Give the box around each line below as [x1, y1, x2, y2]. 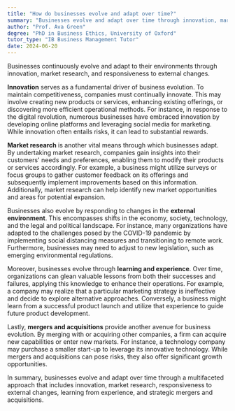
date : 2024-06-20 [7, 43, 58, 50]
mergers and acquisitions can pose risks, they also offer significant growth [7, 352, 222, 361]
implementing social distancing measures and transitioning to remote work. [7, 236, 224, 245]
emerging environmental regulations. [7, 251, 113, 259]
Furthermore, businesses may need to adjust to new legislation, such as [7, 244, 215, 252]
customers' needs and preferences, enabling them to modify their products [7, 156, 224, 164]
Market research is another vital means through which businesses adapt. [7, 141, 219, 149]
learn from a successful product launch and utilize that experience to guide [7, 302, 224, 310]
